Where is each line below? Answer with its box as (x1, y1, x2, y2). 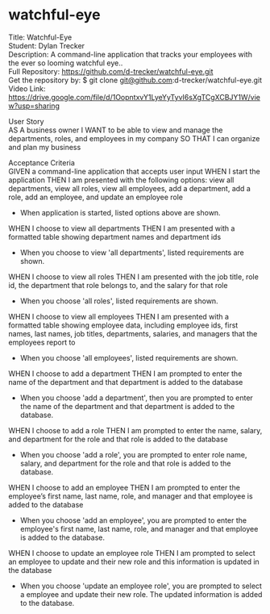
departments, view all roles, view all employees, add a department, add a (8, 183, 251, 193)
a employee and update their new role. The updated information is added (19, 589, 263, 599)
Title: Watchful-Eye (8, 32, 73, 42)
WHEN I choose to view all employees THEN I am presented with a (8, 311, 230, 321)
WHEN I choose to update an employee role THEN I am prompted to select (8, 548, 255, 558)
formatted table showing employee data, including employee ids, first (8, 320, 239, 330)
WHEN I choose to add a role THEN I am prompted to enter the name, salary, (8, 425, 263, 435)
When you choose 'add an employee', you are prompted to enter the (19, 515, 247, 525)
